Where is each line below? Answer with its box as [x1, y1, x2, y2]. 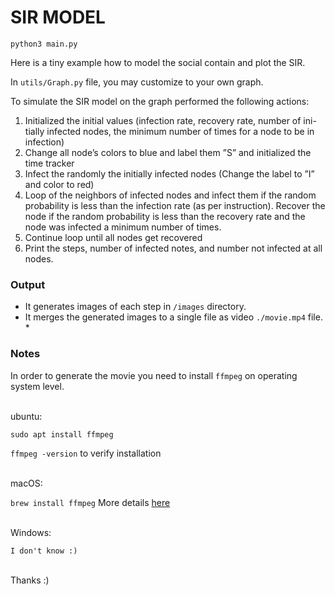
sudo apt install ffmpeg [10, 429, 114, 440]
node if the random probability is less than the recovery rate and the [24, 210, 306, 222]
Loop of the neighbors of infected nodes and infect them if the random [24, 189, 317, 201]
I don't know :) [10, 546, 78, 556]
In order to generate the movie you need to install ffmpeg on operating [10, 369, 298, 381]
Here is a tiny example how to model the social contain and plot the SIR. [10, 56, 306, 68]
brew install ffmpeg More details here [10, 496, 171, 508]
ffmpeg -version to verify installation [10, 447, 162, 459]
